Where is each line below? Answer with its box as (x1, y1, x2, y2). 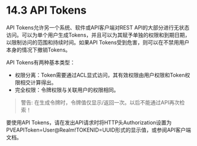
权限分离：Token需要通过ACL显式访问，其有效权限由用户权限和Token (14, 71, 185, 78)
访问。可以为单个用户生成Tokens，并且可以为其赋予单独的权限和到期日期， (6, 31, 190, 39)
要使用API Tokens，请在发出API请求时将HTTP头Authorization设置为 (6, 119, 172, 126)
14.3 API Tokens (6, 4, 87, 17)
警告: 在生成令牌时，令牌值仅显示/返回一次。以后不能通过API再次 (20, 99, 180, 106)
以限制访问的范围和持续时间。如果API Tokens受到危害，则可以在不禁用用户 (6, 39, 190, 46)
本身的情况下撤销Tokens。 (6, 46, 71, 53)
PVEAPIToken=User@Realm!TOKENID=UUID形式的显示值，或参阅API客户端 (6, 126, 192, 134)
